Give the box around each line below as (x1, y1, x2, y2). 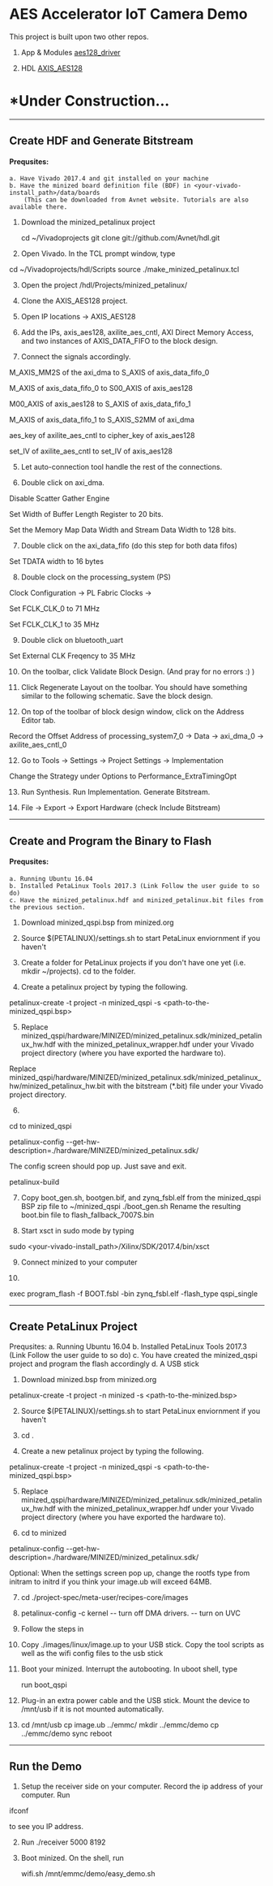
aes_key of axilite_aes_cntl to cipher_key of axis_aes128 (9, 431, 195, 440)
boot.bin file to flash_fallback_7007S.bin (20, 1210, 155, 1220)
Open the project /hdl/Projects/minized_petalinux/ (20, 280, 188, 290)
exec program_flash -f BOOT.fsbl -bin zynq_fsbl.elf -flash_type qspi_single (9, 1289, 258, 1299)
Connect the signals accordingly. (20, 352, 131, 362)
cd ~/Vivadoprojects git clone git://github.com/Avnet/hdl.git (20, 233, 220, 243)
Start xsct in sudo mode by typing (20, 1226, 134, 1236)
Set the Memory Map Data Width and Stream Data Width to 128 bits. (9, 525, 237, 535)
